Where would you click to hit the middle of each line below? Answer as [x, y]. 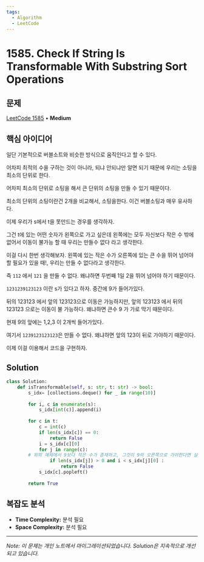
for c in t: [43, 421]
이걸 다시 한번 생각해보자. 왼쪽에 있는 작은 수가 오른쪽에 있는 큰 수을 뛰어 [92, 255]
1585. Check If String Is [66, 53]
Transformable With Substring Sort [97, 66]
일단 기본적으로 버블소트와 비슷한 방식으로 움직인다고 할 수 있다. [82, 155]
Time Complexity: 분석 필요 [49, 520]
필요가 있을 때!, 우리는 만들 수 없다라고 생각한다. [69, 263]
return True [43, 483]
